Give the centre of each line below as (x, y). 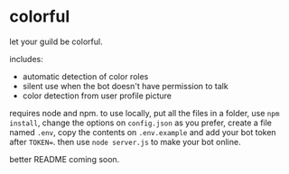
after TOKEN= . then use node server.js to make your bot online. (125, 142)
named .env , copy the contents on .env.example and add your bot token (143, 132)
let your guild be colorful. (56, 41)
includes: (26, 59)
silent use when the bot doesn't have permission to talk (125, 86)
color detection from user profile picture (97, 96)
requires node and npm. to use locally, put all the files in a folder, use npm (144, 113)
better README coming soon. (65, 159)
